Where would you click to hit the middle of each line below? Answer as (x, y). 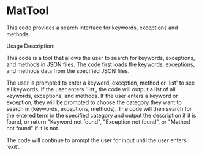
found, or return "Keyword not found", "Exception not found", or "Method (98, 122)
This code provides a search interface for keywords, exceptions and (92, 28)
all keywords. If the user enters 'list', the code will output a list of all (91, 89)
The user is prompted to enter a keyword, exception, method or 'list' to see (101, 83)
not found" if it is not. (33, 128)
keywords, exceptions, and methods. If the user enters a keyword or (92, 96)
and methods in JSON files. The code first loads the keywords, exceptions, (101, 64)
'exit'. (13, 146)
